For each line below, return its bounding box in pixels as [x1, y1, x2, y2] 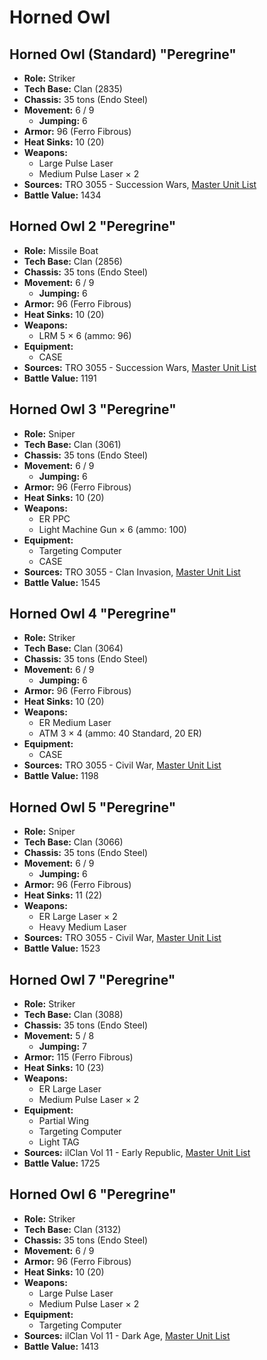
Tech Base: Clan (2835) [23, 83, 123, 95]
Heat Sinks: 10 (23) [23, 1062, 105, 1074]
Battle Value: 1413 [23, 1340, 99, 1352]
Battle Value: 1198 [23, 770, 99, 782]
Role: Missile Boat [23, 244, 99, 256]
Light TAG [38, 1136, 80, 1148]
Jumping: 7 [38, 1041, 87, 1053]
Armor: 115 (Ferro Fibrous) [23, 1051, 134, 1063]
